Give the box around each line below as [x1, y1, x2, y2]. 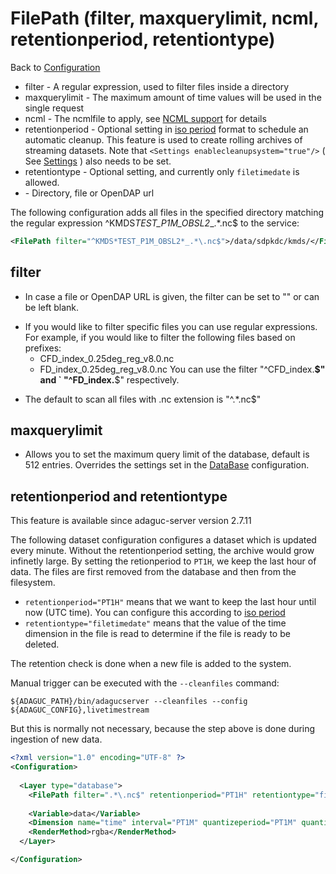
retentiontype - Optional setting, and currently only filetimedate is [24, 165, 300, 177]
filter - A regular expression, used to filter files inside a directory [24, 80, 290, 92]
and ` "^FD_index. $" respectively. [39, 373, 180, 386]
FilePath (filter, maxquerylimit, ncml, [10, 7, 319, 30]
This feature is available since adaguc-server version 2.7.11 [10, 515, 252, 527]
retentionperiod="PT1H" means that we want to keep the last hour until [24, 596, 317, 608]
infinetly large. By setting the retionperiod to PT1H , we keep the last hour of [10, 555, 317, 567]
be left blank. [24, 301, 80, 313]
